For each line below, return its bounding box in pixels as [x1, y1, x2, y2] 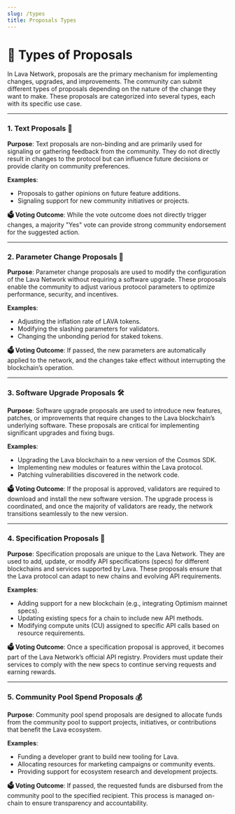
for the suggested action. [7, 228, 80, 236]
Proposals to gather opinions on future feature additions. [17, 189, 181, 197]
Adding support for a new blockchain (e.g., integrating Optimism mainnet [17, 599, 227, 607]
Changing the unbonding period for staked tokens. [17, 332, 163, 341]
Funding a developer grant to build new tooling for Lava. [17, 752, 180, 761]
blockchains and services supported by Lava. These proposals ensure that [7, 564, 222, 573]
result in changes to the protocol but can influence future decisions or [7, 155, 208, 163]
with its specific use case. [7, 99, 83, 108]
